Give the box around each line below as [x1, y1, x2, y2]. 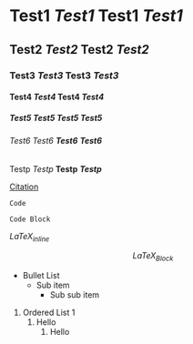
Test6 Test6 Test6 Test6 [9, 136, 103, 147]
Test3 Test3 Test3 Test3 [9, 69, 119, 82]
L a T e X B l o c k [132, 250, 174, 264]
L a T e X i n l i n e [9, 230, 50, 244]
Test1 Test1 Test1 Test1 [9, 5, 184, 26]
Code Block [9, 215, 51, 224]
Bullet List [22, 270, 60, 281]
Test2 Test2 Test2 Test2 [9, 42, 150, 57]
